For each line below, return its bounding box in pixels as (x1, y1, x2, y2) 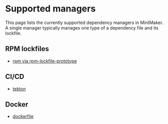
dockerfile (12, 113, 34, 119)
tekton (12, 85, 26, 91)
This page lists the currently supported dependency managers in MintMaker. (5, 19, 163, 25)
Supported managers (5, 3, 96, 14)
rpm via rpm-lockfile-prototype (12, 58, 77, 64)
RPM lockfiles (5, 44, 49, 53)
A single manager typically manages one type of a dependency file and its (5, 24, 159, 30)
